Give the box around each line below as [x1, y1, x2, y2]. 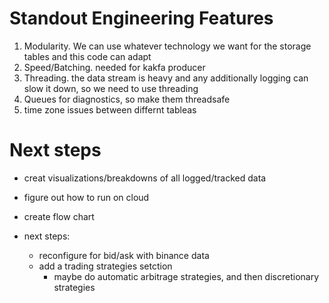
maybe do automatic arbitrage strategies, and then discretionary [53, 270, 320, 282]
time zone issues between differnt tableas [23, 103, 197, 116]
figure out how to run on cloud [23, 191, 150, 203]
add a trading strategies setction [38, 260, 173, 272]
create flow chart [23, 210, 95, 222]
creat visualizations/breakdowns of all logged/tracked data [23, 172, 267, 184]
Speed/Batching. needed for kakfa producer [23, 61, 206, 73]
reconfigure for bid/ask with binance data [38, 249, 210, 261]
